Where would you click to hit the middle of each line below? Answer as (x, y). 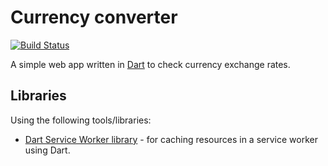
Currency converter (94, 17)
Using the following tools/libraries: (81, 120)
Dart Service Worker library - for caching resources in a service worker (171, 139)
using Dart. (47, 150)
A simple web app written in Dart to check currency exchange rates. (150, 64)
